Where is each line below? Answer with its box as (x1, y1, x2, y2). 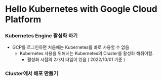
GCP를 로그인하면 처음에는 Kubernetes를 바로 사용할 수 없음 (12, 44, 129, 50)
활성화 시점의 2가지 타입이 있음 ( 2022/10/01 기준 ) (27, 56, 125, 62)
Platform (5, 14, 41, 25)
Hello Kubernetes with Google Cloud (5, 3, 158, 15)
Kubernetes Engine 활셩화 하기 (5, 32, 78, 39)
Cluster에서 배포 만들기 (5, 70, 58, 77)
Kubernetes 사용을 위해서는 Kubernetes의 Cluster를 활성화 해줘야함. (19, 51, 154, 56)
